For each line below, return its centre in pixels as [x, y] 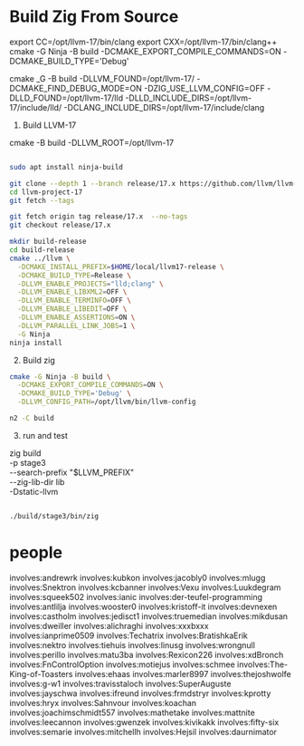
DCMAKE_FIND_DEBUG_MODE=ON [76, 88]
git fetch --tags [42, 200]
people [36, 552]
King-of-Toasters [41, 673]
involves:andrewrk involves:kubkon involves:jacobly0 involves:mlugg [138, 577]
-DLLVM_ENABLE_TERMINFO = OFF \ [74, 301]
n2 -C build [32, 419]
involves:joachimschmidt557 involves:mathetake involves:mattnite [132, 712]
